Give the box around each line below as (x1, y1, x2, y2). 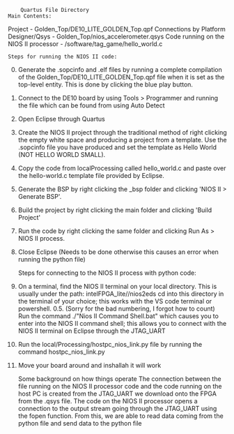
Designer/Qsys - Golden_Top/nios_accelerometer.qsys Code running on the (8, 32, 225, 40)
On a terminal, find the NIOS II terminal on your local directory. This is (17, 283, 217, 290)
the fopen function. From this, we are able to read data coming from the (17, 412, 224, 420)
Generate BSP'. (17, 193, 62, 200)
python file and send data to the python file (17, 419, 142, 427)
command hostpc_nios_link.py (17, 347, 105, 356)
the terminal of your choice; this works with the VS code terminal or (17, 297, 212, 305)
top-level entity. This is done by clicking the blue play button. (17, 80, 194, 89)
